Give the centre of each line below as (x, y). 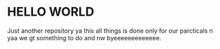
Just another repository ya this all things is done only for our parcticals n (110, 31)
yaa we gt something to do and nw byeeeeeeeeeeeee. (84, 37)
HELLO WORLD (51, 12)
